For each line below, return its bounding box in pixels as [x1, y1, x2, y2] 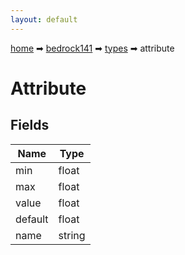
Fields [10, 117, 50, 134]
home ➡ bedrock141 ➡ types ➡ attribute [10, 42, 175, 54]
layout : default [10, 14, 78, 25]
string [58, 228, 86, 242]
